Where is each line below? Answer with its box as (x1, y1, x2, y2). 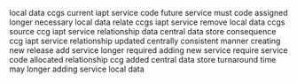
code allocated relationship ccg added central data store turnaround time (9, 55, 277, 64)
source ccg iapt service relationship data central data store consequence (9, 26, 277, 36)
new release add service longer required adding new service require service (9, 45, 288, 56)
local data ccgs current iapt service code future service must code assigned (9, 8, 288, 18)
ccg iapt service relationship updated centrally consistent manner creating (9, 35, 281, 46)
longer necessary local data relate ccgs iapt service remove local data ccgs (9, 17, 285, 27)
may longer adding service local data (9, 64, 145, 74)
